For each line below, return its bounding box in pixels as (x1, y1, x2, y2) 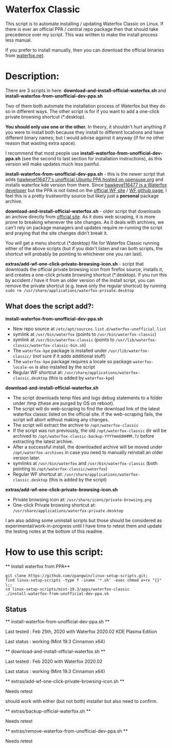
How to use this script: (5, 546, 104, 558)
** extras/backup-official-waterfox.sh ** (5, 708, 91, 715)
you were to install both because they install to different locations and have (5, 129, 164, 135)
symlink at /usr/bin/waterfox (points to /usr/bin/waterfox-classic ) (12, 331, 157, 337)
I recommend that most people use (5, 150, 80, 156)
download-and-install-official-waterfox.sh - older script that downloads (5, 208, 161, 214)
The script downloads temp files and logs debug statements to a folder (12, 395, 163, 401)
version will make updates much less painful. (5, 161, 100, 167)
